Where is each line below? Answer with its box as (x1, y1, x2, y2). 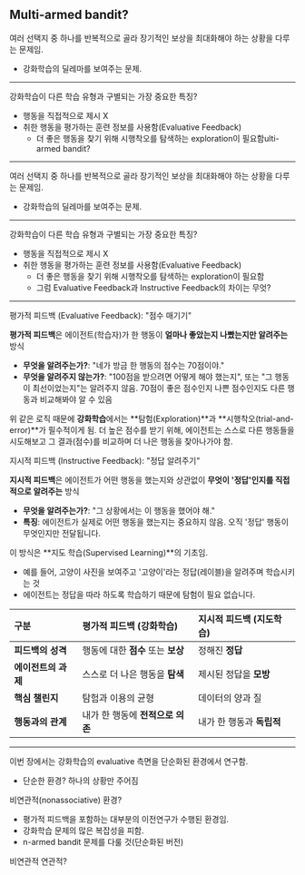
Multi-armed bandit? (9, 7, 129, 23)
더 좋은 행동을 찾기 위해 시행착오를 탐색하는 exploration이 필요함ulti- (35, 133, 280, 143)
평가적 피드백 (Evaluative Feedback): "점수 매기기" (9, 310, 192, 320)
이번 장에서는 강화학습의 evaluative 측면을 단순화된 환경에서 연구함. (9, 755, 249, 766)
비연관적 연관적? (9, 855, 68, 866)
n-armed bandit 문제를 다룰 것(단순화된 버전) (22, 836, 184, 847)
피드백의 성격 (14, 644, 67, 656)
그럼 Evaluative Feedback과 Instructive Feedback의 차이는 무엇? (35, 281, 271, 293)
